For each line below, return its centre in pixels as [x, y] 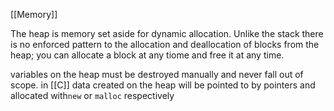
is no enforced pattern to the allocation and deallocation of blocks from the [165, 44]
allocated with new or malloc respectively [92, 95]
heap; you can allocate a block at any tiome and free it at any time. [147, 55]
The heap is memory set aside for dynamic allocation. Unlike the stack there [167, 33]
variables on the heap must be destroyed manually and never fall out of [157, 74]
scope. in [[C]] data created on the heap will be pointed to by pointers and [163, 85]
